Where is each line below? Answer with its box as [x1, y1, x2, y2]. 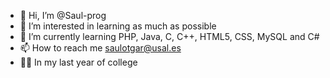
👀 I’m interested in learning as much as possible [19, 20, 217, 32]
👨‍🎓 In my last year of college [19, 56, 138, 68]
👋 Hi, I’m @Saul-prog [19, 10, 107, 21]
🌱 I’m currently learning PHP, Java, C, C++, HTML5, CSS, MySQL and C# [19, 31, 320, 42]
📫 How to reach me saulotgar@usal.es [19, 42, 182, 54]
